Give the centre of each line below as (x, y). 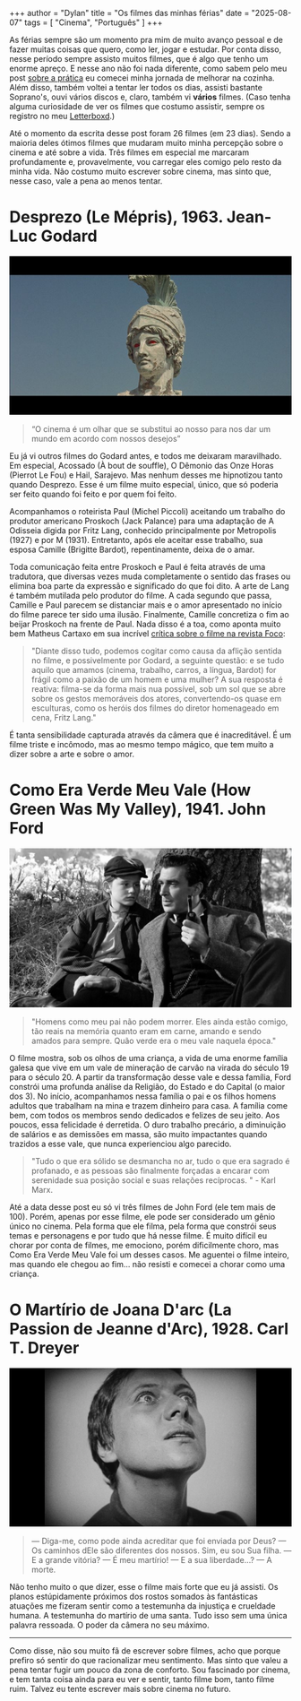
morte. (43, 1569)
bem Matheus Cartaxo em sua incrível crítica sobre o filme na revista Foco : (147, 634)
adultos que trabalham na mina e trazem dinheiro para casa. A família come (149, 1105)
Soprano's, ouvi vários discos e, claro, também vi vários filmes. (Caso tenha (150, 97)
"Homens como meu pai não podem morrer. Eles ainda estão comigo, (159, 1022)
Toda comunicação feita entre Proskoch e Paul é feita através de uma (138, 567)
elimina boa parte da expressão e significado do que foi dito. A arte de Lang (149, 586)
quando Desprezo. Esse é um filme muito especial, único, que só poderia (144, 485)
